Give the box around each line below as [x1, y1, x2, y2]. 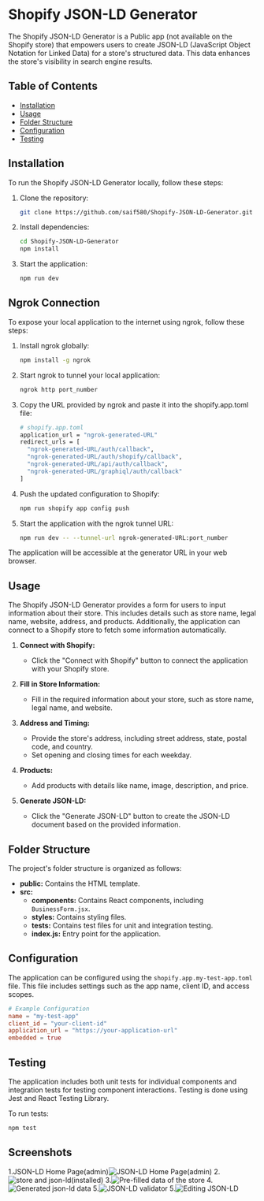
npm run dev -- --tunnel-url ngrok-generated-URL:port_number [19, 534, 229, 541]
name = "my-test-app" [8, 1012, 80, 1020]
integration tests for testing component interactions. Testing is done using [8, 1085, 248, 1095]
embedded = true [8, 1034, 61, 1042]
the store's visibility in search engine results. [8, 57, 153, 66]
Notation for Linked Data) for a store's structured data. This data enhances [8, 48, 251, 58]
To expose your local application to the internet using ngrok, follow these [8, 317, 245, 326]
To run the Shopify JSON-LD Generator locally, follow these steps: [8, 177, 224, 187]
